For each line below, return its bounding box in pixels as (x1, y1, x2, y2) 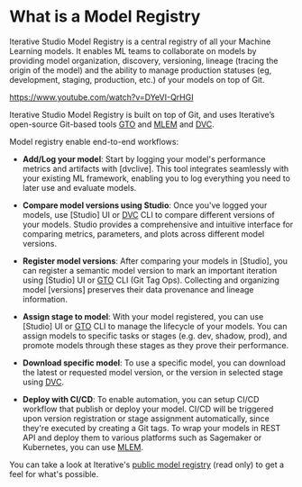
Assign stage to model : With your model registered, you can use (22, 311, 264, 321)
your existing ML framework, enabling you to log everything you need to (22, 173, 291, 184)
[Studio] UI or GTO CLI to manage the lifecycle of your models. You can (22, 320, 288, 331)
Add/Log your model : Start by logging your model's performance (22, 153, 266, 164)
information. (22, 293, 68, 304)
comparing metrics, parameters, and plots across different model (22, 228, 265, 239)
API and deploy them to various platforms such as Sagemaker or (22, 432, 262, 443)
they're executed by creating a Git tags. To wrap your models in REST (22, 422, 281, 433)
